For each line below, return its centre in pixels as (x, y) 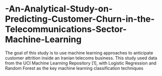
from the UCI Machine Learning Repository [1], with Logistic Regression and (81, 63)
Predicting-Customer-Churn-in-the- (80, 19)
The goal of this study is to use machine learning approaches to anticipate (79, 53)
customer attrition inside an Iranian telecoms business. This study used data (81, 58)
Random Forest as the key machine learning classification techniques (74, 68)
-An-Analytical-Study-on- (59, 9)
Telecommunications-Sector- (66, 29)
